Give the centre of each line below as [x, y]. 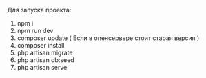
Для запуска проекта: [39, 10]
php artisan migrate [45, 52]
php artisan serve [42, 67]
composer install [41, 45]
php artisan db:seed [45, 60]
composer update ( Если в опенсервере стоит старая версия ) [108, 38]
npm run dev [35, 31]
